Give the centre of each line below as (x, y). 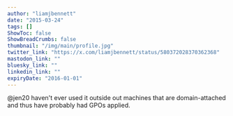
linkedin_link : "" (34, 72)
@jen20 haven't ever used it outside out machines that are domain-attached (117, 98)
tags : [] (20, 26)
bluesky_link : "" (32, 65)
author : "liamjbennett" (42, 14)
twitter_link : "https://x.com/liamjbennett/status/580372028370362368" (113, 53)
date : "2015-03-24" (36, 20)
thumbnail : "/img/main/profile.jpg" (60, 46)
